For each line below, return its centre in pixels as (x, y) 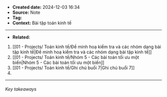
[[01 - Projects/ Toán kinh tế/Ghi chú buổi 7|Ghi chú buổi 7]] (74, 68)
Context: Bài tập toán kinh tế (42, 23)
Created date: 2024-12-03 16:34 (46, 7)
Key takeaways (21, 89)
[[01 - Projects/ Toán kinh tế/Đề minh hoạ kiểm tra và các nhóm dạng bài (87, 47)
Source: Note (26, 12)
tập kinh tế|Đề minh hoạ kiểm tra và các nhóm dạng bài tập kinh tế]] (82, 52)
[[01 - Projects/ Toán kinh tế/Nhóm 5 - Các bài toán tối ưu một (76, 57)
